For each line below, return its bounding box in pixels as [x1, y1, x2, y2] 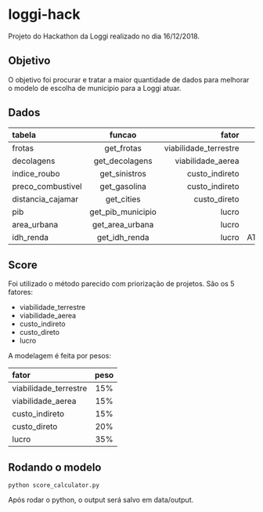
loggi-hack [8, 5, 81, 24]
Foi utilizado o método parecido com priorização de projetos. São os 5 [8, 279, 235, 289]
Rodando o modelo [8, 460, 102, 474]
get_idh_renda [96, 231, 150, 242]
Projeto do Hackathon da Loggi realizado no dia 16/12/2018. [8, 31, 200, 41]
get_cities [105, 194, 141, 205]
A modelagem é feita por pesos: [8, 351, 112, 361]
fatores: [8, 288, 34, 297]
